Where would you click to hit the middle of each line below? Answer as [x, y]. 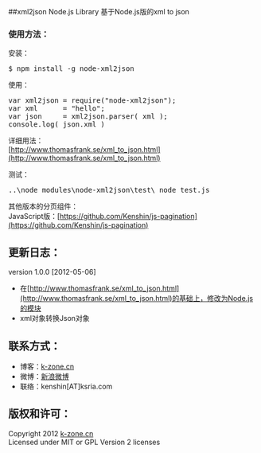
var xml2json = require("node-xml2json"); [92, 101]
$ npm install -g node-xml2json [71, 69]
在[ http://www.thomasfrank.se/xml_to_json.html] [99, 288]
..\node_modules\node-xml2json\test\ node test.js [109, 190]
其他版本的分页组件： [43, 206]
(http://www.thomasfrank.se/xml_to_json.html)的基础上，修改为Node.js [136, 299]
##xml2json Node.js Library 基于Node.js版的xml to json [99, 12]
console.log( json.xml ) [56, 125]
